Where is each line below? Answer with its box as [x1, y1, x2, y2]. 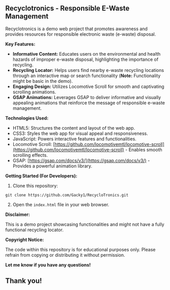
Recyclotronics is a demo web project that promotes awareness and [5, 26, 148, 32]
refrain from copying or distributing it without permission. [5, 252, 126, 258]
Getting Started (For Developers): [5, 173, 77, 179]
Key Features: [5, 41, 36, 47]
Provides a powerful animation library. [12, 163, 93, 169]
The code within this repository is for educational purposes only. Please [5, 246, 156, 252]
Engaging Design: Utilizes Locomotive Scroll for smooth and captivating [12, 83, 164, 89]
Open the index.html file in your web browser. [12, 201, 109, 207]
